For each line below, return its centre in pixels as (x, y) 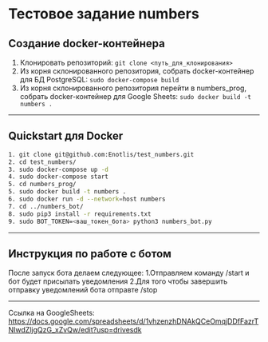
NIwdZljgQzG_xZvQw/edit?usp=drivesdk (75, 330)
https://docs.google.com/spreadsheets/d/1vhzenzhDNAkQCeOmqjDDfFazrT (134, 321)
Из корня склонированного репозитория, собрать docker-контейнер (137, 71)
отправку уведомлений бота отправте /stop (83, 290)
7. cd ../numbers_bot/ (46, 206)
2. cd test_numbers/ (43, 162)
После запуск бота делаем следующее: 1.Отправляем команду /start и (129, 273)
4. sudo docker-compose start (59, 177)
